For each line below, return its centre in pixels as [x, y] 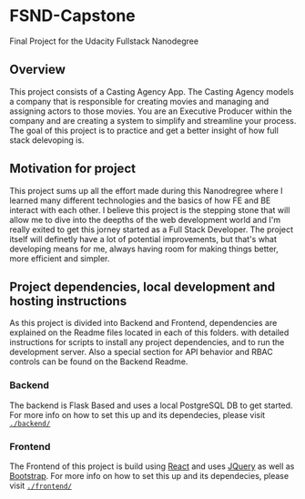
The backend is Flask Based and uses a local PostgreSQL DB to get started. [151, 405]
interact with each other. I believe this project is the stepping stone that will [150, 209]
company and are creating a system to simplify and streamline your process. [153, 120]
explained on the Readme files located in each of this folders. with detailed [149, 332]
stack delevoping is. [47, 140]
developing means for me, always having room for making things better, [144, 249]
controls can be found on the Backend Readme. [99, 362]
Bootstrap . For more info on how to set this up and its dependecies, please [149, 475]
